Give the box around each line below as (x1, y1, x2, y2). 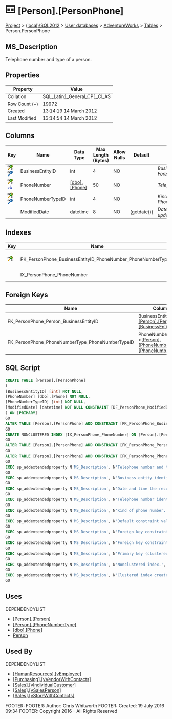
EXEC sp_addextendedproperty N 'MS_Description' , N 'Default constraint (5, 518, 159, 524)
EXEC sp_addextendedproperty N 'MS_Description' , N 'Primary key (5, 551, 143, 556)
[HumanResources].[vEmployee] (12, 671, 82, 677)
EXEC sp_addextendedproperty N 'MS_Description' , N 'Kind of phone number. (5, 508, 166, 513)
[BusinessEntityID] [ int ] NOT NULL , (5, 388, 83, 394)
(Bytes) (93, 157, 109, 163)
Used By (5, 647, 33, 656)
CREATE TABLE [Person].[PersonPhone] (5, 378, 86, 383)
